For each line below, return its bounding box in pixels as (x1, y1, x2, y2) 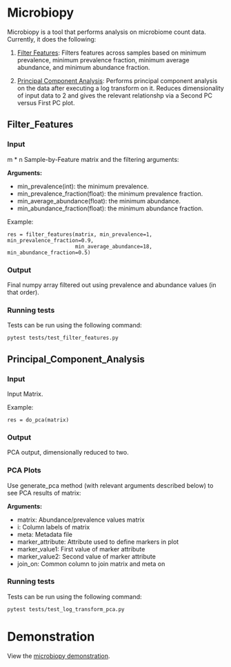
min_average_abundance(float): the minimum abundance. (17, 197, 181, 205)
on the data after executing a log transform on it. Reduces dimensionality (17, 84, 224, 92)
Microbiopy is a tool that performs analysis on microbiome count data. (7, 28, 206, 36)
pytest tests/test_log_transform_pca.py (7, 605, 125, 613)
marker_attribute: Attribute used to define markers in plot (17, 538, 179, 546)
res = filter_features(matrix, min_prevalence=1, (7, 230, 153, 238)
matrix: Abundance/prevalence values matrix (17, 515, 145, 524)
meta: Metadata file (17, 530, 73, 538)
